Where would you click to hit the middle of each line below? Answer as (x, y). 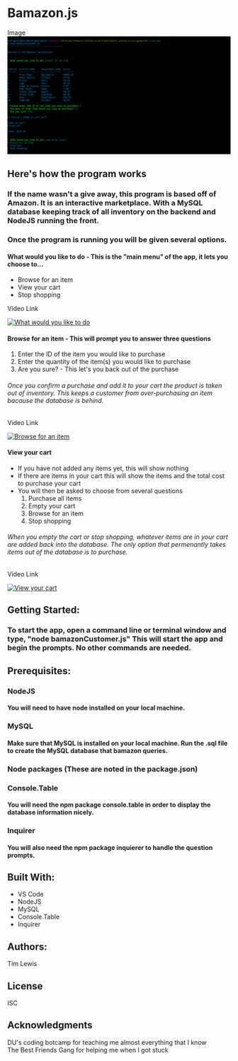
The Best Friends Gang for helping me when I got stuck (88, 1050)
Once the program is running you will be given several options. (117, 239)
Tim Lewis (22, 964)
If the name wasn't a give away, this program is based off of (112, 194)
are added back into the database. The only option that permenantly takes (117, 545)
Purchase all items (55, 498)
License (25, 986)
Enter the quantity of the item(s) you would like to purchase (104, 362)
